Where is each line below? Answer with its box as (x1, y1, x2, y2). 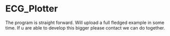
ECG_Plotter (5, 3, 58, 14)
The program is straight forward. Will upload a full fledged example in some (5, 19, 165, 25)
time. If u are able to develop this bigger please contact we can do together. (5, 24, 165, 30)
